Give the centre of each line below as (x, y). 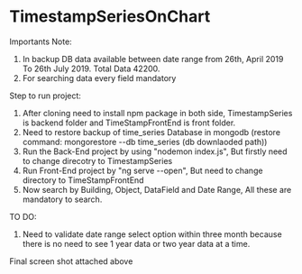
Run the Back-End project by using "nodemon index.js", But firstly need (155, 151)
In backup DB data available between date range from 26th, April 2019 (153, 59)
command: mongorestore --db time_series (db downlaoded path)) (145, 142)
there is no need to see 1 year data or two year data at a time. (136, 243)
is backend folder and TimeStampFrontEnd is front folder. (129, 123)
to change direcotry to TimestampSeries (97, 160)
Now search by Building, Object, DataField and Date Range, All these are (157, 189)
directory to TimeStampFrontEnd (83, 180)
